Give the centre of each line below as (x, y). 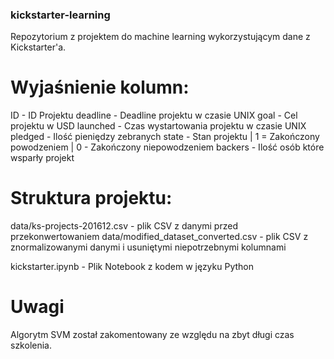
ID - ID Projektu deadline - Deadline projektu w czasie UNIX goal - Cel (154, 115)
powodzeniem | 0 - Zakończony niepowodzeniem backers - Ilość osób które (167, 147)
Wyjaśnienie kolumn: (100, 87)
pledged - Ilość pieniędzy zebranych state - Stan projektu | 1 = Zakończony (165, 137)
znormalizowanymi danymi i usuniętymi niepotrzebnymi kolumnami (148, 247)
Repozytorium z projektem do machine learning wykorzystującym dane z (160, 37)
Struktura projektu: (91, 198)
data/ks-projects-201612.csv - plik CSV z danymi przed (124, 226)
